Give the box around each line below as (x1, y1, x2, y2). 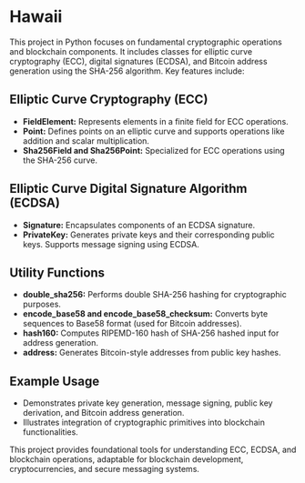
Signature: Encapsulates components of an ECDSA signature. (22, 219, 256, 230)
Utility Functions (9, 265, 106, 280)
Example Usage (9, 373, 100, 388)
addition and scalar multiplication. (22, 135, 150, 146)
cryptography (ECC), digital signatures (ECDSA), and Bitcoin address (9, 55, 268, 66)
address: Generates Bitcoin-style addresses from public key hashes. (22, 347, 281, 358)
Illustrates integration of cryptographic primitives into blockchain (22, 417, 266, 428)
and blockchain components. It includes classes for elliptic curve (9, 45, 253, 56)
